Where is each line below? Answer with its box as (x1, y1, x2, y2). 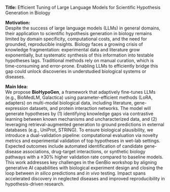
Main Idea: (5, 84, 28, 90)
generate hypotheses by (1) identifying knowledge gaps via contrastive (5, 111, 154, 117)
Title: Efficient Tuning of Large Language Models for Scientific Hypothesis (5, 5, 161, 10)
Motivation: (5, 20, 30, 25)
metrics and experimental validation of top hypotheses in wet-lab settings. (5, 138, 161, 144)
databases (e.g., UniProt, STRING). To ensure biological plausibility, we (5, 127, 153, 133)
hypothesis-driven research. (5, 181, 64, 187)
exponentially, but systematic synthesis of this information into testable (5, 52, 154, 58)
